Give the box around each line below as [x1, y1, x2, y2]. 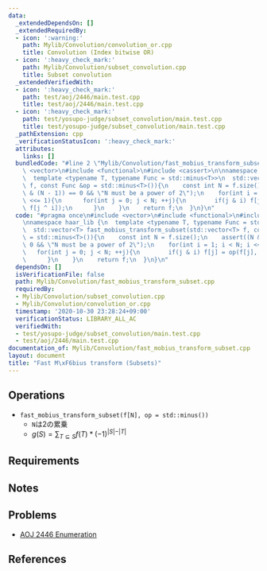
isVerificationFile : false [15, 270, 105, 278]
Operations [8, 389, 65, 402]
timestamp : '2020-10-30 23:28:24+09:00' [15, 307, 151, 315]
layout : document [8, 352, 66, 360]
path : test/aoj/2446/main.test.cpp [22, 93, 141, 101]
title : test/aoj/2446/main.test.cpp [22, 100, 145, 108]
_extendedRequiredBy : [15, 26, 87, 34]
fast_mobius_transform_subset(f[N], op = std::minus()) [19, 411, 209, 419]
